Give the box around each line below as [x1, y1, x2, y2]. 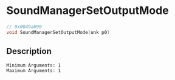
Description [6, 46, 52, 56]
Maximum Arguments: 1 [6, 67, 61, 73]
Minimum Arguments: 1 [6, 62, 61, 68]
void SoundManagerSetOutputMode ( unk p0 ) [6, 29, 111, 35]
